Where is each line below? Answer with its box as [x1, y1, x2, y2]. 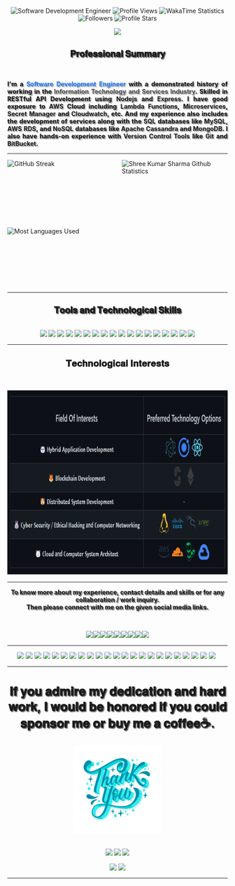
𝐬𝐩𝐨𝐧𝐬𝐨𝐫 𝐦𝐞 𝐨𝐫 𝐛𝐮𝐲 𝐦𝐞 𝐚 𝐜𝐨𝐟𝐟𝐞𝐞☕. [20, 716, 215, 732]
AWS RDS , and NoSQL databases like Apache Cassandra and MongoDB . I [7, 124, 228, 132]
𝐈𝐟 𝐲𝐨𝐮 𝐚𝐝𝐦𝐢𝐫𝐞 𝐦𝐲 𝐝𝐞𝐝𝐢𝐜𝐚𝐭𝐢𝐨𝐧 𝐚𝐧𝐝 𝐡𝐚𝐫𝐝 [9, 683, 226, 700]
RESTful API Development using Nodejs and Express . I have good [7, 95, 228, 103]
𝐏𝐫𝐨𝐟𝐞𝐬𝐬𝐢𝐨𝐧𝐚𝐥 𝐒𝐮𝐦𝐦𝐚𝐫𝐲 [69, 48, 166, 60]
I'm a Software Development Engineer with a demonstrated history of [7, 79, 228, 88]
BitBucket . [7, 139, 38, 147]
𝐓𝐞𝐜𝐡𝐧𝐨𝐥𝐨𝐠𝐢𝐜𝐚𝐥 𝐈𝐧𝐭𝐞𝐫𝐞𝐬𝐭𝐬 [65, 357, 170, 369]
